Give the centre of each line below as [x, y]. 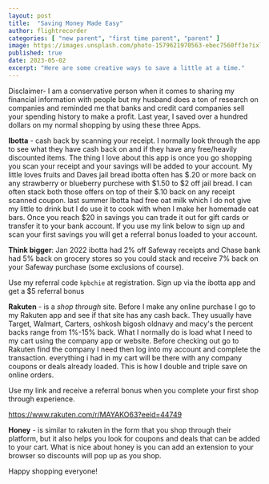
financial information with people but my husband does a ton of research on [133, 99]
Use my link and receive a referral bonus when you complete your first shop [133, 390]
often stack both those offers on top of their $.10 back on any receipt [122, 191]
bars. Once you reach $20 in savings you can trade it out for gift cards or [129, 217]
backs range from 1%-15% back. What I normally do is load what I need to [130, 332]
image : [19, 46]
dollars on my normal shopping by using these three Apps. [105, 124]
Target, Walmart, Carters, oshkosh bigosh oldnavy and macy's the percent [131, 323]
